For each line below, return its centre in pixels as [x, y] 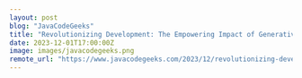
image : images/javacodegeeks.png [72, 51]
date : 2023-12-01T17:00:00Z [62, 43]
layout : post [34, 17]
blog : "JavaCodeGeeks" [52, 26]
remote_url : [31, 59]
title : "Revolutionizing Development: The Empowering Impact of [132, 34]
